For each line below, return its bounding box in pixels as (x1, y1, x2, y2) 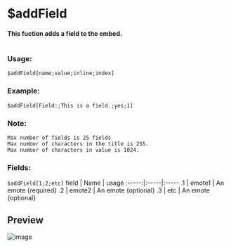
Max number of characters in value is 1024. (7, 146, 140, 153)
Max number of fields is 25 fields (7, 134, 112, 141)
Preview (7, 214, 44, 226)
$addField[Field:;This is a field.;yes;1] (7, 102, 133, 109)
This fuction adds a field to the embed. (7, 29, 123, 37)
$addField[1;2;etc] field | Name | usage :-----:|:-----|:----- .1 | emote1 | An (7, 178, 225, 188)
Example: (7, 86, 40, 96)
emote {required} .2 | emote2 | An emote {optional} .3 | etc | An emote (7, 186, 211, 195)
